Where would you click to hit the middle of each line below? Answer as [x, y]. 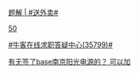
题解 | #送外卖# [33, 12]
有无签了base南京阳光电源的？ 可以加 [69, 62]
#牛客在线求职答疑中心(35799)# [61, 45]
